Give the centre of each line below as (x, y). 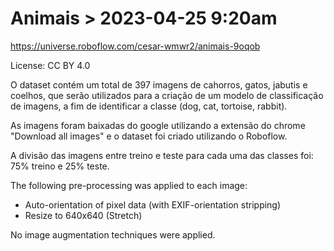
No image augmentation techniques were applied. (113, 234)
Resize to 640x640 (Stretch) (83, 215)
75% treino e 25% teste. (60, 166)
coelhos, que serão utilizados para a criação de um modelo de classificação (167, 95)
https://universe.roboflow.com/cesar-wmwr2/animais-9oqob (135, 46)
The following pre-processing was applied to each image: (129, 185)
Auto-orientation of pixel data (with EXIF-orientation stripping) (153, 204)
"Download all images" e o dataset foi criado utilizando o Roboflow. (149, 136)
